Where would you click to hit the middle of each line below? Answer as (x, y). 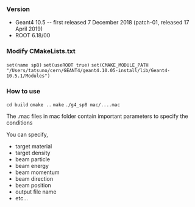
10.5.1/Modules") (28, 76)
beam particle (33, 159)
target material (34, 146)
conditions (19, 122)
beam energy (32, 165)
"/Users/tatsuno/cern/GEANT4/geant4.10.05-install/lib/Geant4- (88, 70)
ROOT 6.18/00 (33, 35)
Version (18, 9)
